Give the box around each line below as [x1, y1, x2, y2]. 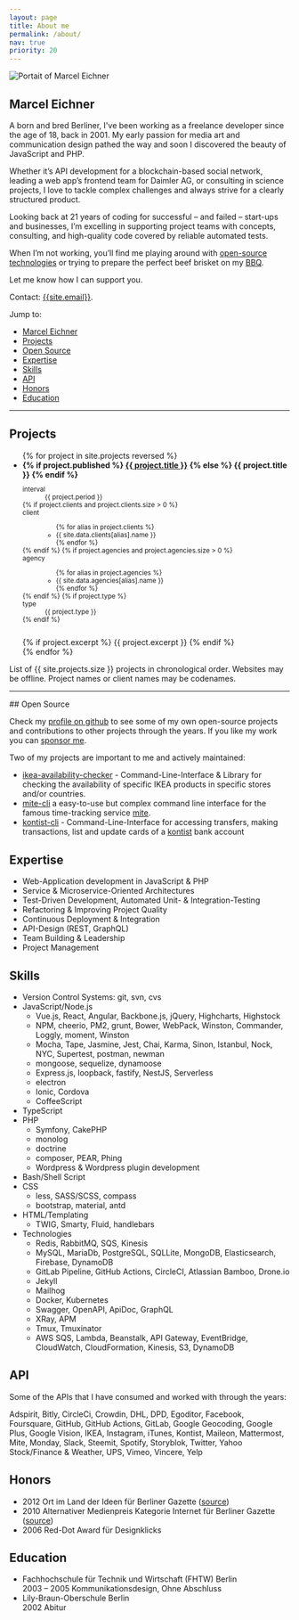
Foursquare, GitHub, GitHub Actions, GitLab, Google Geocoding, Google [9, 1418, 273, 1428]
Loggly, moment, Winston [35, 1030, 130, 1040]
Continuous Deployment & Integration [21, 914, 160, 925]
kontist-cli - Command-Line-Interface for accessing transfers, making [21, 817, 279, 828]
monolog [35, 1133, 69, 1144]
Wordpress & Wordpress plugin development [35, 1162, 200, 1173]
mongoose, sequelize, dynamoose [35, 1058, 162, 1068]
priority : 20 [9, 46, 58, 55]
